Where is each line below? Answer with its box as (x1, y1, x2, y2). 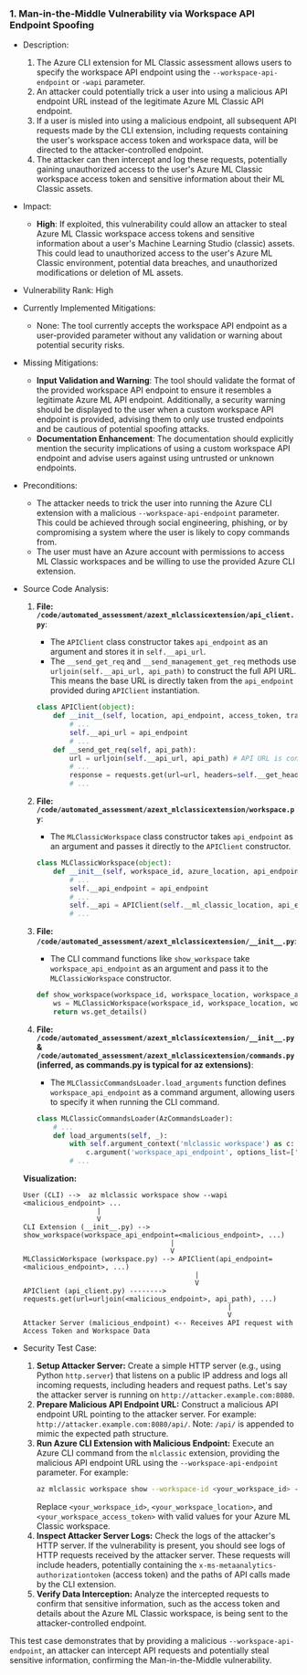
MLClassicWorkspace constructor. (49, 973, 172, 984)
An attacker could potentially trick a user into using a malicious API (36, 86, 288, 98)
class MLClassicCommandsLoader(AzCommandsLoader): (36, 1113, 234, 1123)
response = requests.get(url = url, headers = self (69, 771, 254, 780)
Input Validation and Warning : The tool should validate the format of (36, 375, 296, 386)
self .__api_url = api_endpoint (69, 728, 189, 737)
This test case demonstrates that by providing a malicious (9, 1635, 227, 1646)
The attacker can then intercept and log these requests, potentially (36, 154, 288, 165)
